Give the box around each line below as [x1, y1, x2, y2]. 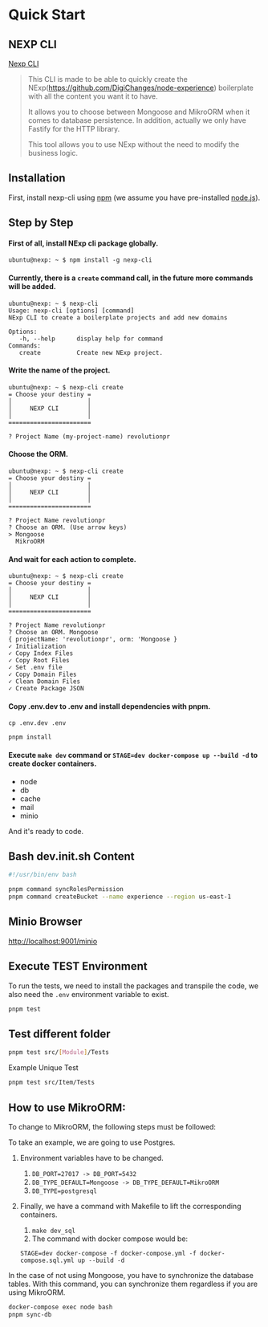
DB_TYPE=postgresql [31, 1187, 98, 1195]
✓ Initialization [8, 642, 67, 651]
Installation [8, 171, 66, 185]
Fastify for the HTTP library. [27, 124, 120, 133]
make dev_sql [31, 1227, 76, 1235]
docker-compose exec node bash [8, 1303, 113, 1311]
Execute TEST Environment [8, 959, 148, 973]
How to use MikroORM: [8, 1101, 126, 1114]
